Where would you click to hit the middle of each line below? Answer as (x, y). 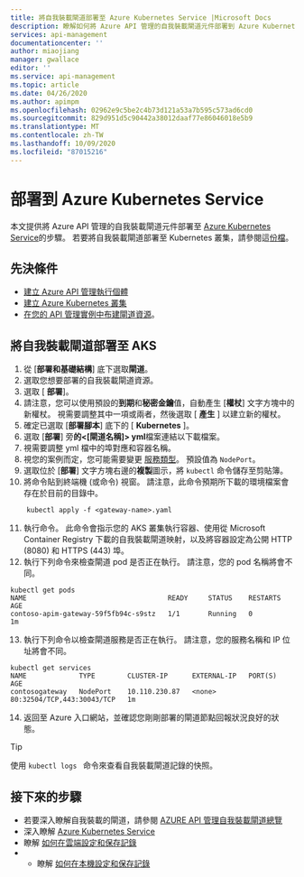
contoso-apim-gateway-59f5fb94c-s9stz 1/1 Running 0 (132, 614)
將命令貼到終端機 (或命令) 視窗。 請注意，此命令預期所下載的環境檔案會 (156, 482)
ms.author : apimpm (45, 102)
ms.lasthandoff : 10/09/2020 (63, 143)
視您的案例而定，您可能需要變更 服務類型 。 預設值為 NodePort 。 (142, 459)
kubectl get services (51, 669)
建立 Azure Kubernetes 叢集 (75, 303)
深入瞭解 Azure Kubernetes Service (89, 831)
